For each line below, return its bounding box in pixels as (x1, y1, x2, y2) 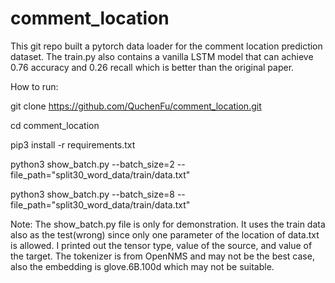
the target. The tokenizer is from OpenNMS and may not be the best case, (10, 250, 315, 262)
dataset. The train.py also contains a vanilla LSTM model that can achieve (10, 50, 314, 62)
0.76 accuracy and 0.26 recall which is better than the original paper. (10, 61, 295, 73)
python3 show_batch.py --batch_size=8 (10, 188, 175, 200)
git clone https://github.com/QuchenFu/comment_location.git (10, 100, 262, 112)
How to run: (10, 80, 59, 92)
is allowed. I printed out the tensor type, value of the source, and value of (10, 239, 313, 251)
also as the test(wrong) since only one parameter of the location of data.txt (10, 228, 320, 241)
